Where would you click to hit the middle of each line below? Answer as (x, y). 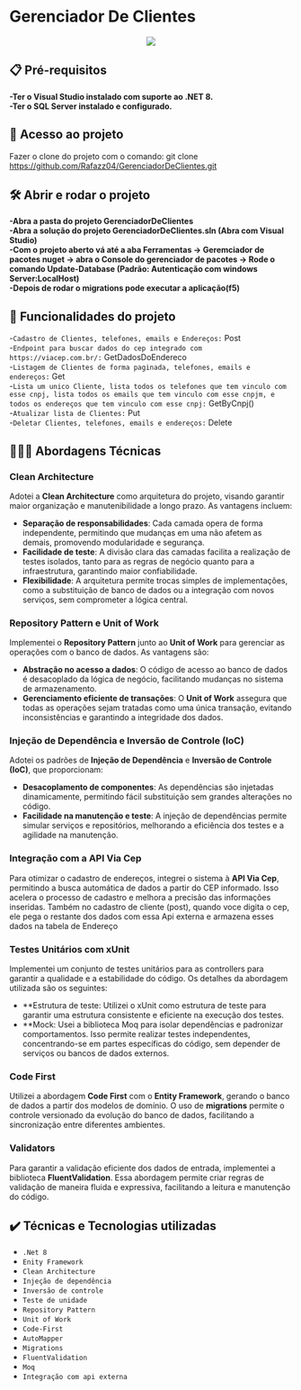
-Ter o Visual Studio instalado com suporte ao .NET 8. (111, 96)
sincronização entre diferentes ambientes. (88, 1125)
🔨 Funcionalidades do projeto (93, 316)
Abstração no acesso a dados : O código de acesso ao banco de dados (155, 670)
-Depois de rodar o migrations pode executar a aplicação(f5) (124, 288)
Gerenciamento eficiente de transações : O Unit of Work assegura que (155, 699)
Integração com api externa (75, 1377)
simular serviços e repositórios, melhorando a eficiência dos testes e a (153, 826)
